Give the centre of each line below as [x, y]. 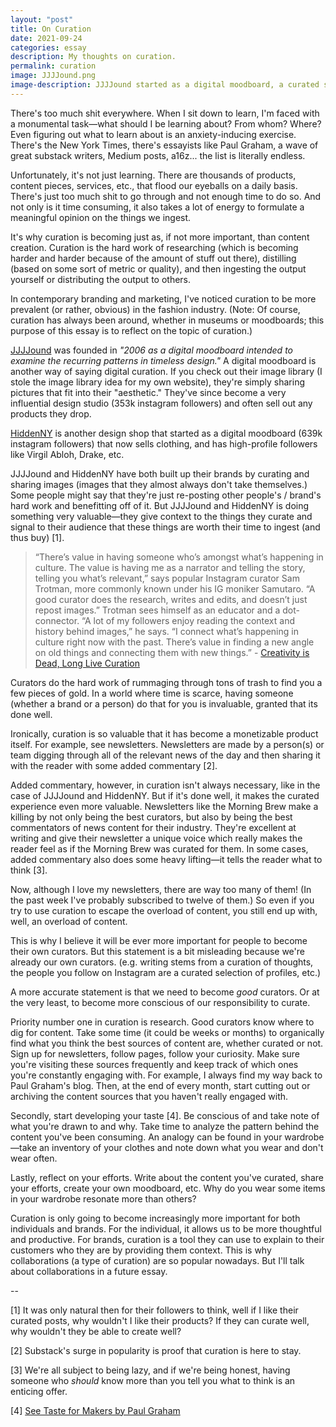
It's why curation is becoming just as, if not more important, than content [160, 237]
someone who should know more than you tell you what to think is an [153, 1380]
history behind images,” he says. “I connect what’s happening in [166, 631]
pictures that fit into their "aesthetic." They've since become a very [148, 392]
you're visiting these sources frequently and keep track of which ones [154, 1064]
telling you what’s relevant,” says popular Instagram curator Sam [167, 578]
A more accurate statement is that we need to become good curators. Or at [165, 992]
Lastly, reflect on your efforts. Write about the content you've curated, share [167, 1177]
